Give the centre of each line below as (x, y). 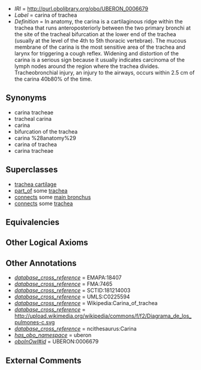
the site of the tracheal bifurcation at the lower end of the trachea (95, 34)
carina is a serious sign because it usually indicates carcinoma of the (100, 60)
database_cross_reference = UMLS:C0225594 (72, 297)
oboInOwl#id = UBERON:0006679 (56, 342)
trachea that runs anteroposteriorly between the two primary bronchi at (102, 28)
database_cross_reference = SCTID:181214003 (72, 291)
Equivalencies (32, 222)
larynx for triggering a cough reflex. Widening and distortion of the (97, 53)
